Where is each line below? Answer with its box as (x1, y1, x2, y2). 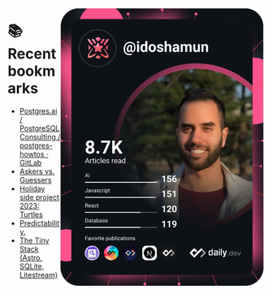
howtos (19, 149, 45, 158)
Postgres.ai (19, 106, 58, 115)
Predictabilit (19, 218, 60, 227)
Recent (7, 45, 57, 63)
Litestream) (19, 270, 58, 279)
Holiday (19, 184, 45, 193)
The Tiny (19, 236, 50, 245)
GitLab (19, 158, 42, 167)
